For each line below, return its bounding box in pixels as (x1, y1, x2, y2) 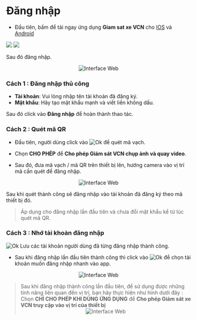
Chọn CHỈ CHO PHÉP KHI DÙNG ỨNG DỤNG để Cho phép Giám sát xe (20, 295, 191, 302)
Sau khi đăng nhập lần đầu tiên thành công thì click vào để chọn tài (14, 254, 191, 261)
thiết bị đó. (6, 196, 32, 204)
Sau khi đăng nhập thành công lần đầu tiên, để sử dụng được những (20, 282, 185, 289)
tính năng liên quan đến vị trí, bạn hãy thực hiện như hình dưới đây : (20, 289, 184, 296)
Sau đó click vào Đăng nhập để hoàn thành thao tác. (6, 111, 134, 118)
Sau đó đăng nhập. (6, 53, 52, 60)
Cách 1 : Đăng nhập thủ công (6, 79, 90, 88)
